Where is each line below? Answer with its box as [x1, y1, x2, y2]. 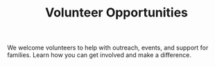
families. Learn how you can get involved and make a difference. [7, 51, 192, 59]
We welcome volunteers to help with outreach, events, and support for [7, 43, 209, 52]
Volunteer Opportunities [44, 5, 189, 21]
